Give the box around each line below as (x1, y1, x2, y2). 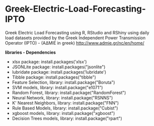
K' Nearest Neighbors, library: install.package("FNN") (12, 100, 119, 106)
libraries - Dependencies (5, 49, 56, 55)
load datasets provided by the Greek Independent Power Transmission (5, 35, 146, 41)
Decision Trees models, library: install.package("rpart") (12, 115, 123, 121)
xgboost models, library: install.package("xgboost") (12, 110, 115, 116)
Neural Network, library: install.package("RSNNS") (12, 94, 113, 100)
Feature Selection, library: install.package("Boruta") (12, 79, 115, 85)
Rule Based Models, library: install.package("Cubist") (12, 105, 118, 111)
